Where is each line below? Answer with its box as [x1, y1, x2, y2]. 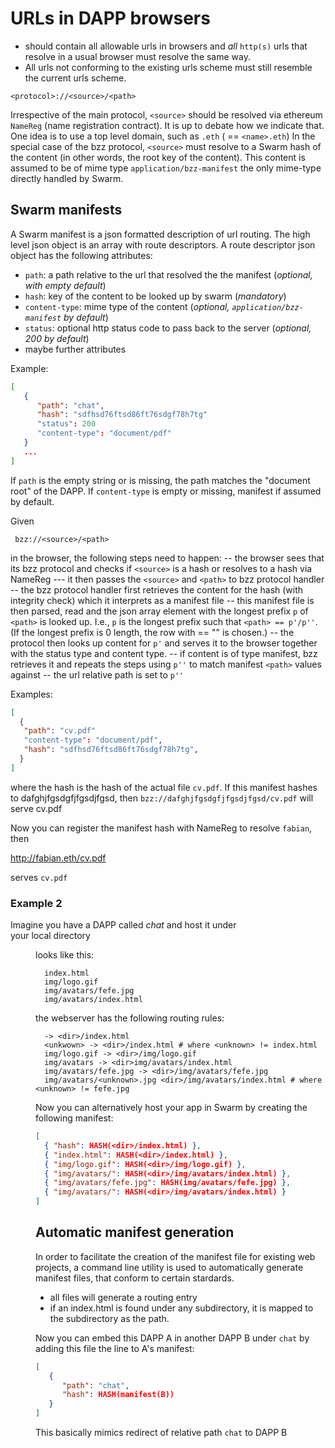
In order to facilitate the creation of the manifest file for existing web [35, 1250, 316, 1262]
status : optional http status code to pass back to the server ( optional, [24, 322, 312, 334]
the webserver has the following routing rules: [35, 1012, 225, 1024]
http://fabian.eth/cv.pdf [10, 852, 107, 864]
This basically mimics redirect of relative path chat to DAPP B [35, 1427, 288, 1439]
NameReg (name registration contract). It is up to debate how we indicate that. [10, 119, 325, 131]
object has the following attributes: [10, 249, 153, 261]
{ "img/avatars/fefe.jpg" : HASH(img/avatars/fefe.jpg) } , [44, 1178, 292, 1188]
